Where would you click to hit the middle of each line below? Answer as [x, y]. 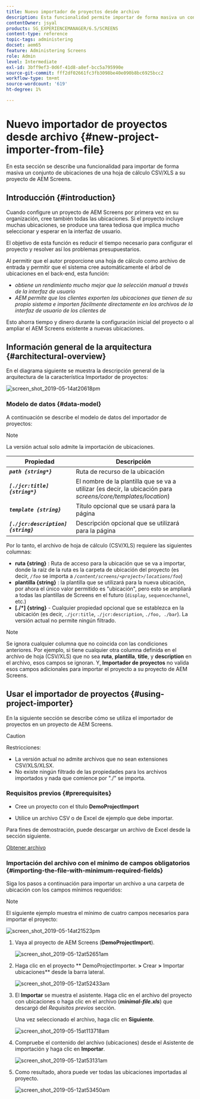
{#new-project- [120, 137]
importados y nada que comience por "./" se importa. [80, 778]
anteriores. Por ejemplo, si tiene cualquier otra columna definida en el [91, 650]
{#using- [148, 694]
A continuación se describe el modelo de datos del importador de [87, 417]
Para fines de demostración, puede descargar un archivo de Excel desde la [98, 829]
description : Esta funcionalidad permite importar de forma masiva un [96, 17]
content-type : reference [37, 34]
